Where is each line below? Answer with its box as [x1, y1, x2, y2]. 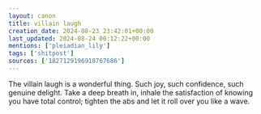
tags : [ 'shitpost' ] [8, 49, 75, 57]
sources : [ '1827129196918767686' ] [8, 57, 126, 65]
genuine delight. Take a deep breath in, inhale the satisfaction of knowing [8, 87, 254, 97]
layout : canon [8, 11, 57, 20]
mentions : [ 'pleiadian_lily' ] [8, 42, 111, 50]
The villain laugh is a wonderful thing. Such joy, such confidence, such [8, 78, 245, 89]
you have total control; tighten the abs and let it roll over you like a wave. [8, 96, 250, 106]
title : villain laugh [8, 19, 82, 27]
